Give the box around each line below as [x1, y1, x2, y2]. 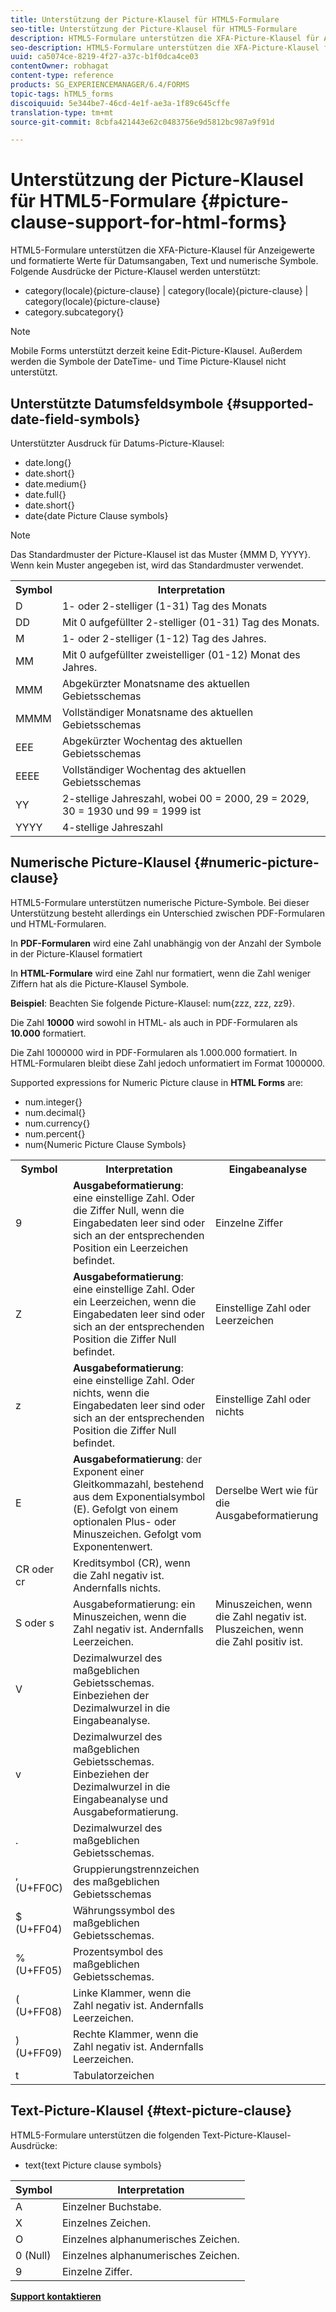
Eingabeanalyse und [72, 1792, 169, 1806]
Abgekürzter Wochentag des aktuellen [61, 734, 243, 748]
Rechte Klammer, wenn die [72, 2027, 199, 2041]
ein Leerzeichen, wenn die [72, 1294, 197, 1308]
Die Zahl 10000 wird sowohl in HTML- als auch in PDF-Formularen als [10, 1016, 298, 1028]
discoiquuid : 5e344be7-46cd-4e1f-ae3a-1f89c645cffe [10, 98, 230, 108]
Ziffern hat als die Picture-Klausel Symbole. [10, 977, 190, 990]
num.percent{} [24, 1127, 86, 1140]
